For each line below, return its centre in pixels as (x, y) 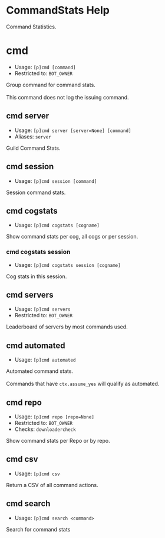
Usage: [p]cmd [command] (45, 67)
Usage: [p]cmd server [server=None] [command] (73, 130)
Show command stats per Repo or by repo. (58, 441)
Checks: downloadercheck (45, 429)
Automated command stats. (40, 371)
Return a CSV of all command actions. (52, 485)
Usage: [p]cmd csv (37, 473)
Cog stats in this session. (37, 276)
